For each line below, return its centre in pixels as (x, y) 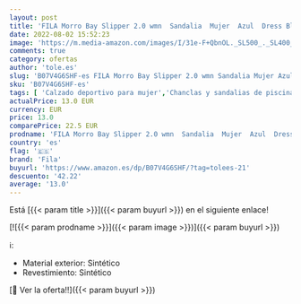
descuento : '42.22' (46, 176)
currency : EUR (36, 109)
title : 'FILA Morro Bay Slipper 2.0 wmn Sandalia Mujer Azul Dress (146, 26)
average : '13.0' (39, 185)
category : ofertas (43, 59)
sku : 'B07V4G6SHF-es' (50, 84)
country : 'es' (36, 143)
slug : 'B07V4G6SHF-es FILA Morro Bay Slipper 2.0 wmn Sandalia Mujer (142, 76)
